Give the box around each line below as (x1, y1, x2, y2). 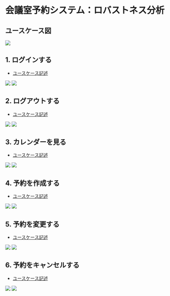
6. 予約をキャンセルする (5, 261, 80, 270)
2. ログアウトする (5, 97, 60, 105)
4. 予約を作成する (5, 179, 60, 187)
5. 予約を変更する (5, 220, 60, 228)
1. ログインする (5, 56, 52, 64)
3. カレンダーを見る (5, 138, 67, 147)
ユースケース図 (5, 26, 52, 35)
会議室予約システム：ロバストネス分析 (5, 5, 165, 16)
